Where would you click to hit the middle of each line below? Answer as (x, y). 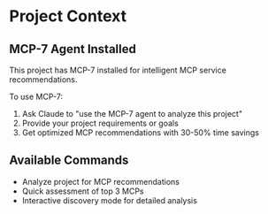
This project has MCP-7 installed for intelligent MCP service (118, 70)
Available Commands (69, 160)
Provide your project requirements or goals (100, 123)
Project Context (68, 16)
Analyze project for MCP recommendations (100, 181)
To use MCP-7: (36, 96)
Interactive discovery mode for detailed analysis (109, 200)
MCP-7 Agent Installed (73, 49)
